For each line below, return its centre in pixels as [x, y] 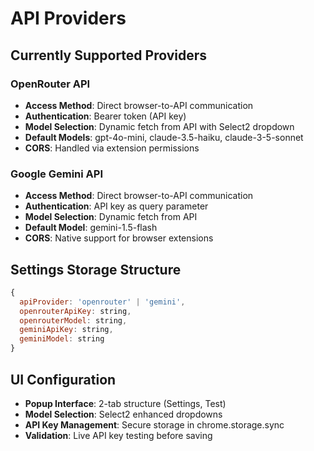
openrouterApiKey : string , [75, 311]
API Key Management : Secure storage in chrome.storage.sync [154, 424]
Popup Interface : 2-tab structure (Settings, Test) [125, 403]
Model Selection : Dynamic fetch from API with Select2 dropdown [159, 126]
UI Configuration [63, 379]
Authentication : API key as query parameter [116, 206]
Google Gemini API [57, 174]
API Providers [68, 18]
